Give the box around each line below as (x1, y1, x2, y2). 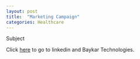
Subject (6, 35, 25, 42)
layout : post (6, 8, 38, 14)
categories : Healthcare (6, 19, 64, 25)
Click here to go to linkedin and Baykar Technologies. (6, 46, 135, 53)
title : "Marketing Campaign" (6, 14, 80, 20)
